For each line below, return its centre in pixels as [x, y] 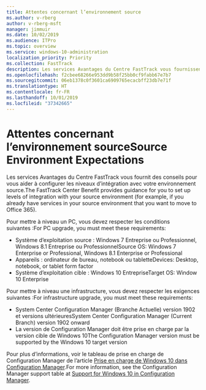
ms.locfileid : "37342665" [39, 103]
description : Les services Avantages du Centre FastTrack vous [89, 69]
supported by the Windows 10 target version [71, 342]
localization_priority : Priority [49, 58]
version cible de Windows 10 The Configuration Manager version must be [107, 335]
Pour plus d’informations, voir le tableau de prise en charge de [85, 354]
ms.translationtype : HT [37, 87]
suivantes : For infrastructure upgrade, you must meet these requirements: [100, 297]
